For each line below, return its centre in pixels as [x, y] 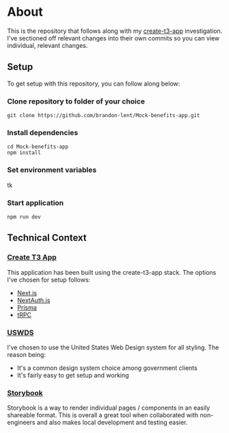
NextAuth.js [33, 300]
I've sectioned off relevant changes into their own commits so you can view [113, 38]
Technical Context [47, 238]
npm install [24, 153]
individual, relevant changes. [48, 45]
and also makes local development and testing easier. [112, 423]
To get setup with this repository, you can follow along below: [94, 84]
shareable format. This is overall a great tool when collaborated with [103, 415]
